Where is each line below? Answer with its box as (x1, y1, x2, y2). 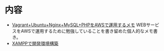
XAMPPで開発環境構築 (11, 40, 58, 46)
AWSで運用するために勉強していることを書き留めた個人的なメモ (20, 28, 153, 34)
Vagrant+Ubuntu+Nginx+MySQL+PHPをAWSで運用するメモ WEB (11, 22, 146, 28)
